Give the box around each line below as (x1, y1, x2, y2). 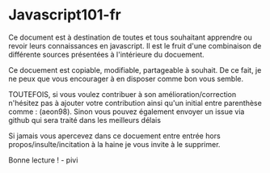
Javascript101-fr (8, 6, 121, 24)
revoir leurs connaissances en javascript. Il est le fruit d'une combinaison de (8, 40, 262, 50)
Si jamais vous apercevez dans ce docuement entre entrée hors (8, 131, 221, 141)
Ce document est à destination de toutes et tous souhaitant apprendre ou (8, 32, 253, 42)
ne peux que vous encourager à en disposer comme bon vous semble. (8, 74, 244, 83)
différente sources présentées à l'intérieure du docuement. (8, 49, 205, 59)
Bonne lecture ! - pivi (8, 155, 78, 165)
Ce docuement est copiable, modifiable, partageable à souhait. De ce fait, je (8, 65, 262, 74)
